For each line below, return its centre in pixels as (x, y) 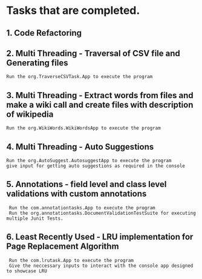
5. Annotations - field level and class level (86, 184)
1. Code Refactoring (44, 33)
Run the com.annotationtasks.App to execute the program (82, 208)
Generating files (37, 63)
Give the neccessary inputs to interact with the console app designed (101, 266)
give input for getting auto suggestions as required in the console (96, 166)
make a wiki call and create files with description (100, 104)
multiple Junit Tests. (35, 218)
